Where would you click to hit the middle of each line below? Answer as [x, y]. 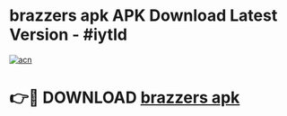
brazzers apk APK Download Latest [143, 16]
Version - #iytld [69, 35]
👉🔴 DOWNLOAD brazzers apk [125, 98]
